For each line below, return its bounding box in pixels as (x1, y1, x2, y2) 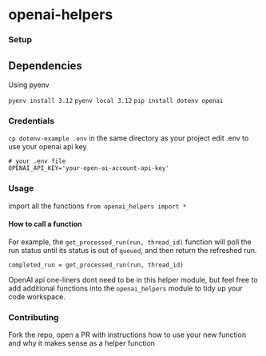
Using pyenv (8, 80, 50, 89)
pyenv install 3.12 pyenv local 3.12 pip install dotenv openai (8, 97, 224, 105)
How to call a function (8, 220, 82, 229)
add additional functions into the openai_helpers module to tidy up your (8, 283, 243, 293)
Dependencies (8, 58, 82, 73)
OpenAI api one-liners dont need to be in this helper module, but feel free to (8, 275, 258, 284)
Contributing (8, 311, 59, 322)
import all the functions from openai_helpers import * (8, 201, 187, 211)
